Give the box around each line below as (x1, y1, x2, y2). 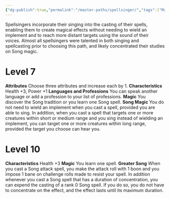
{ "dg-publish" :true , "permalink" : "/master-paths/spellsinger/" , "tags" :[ (5, 7, 159, 13)
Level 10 (5, 143, 40, 155)
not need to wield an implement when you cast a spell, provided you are (5, 104, 155, 110)
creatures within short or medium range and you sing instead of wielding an (5, 115, 163, 121)
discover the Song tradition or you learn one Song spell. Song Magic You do (5, 99, 164, 105)
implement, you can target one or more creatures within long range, (5, 120, 147, 127)
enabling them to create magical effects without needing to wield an (5, 26, 147, 33)
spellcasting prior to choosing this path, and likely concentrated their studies (5, 43, 165, 49)
